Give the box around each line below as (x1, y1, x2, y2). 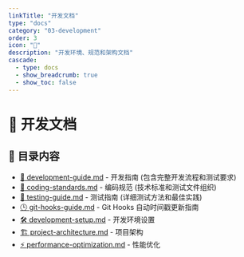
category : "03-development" (8, 26, 102, 34)
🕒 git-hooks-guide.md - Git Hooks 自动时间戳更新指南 (19, 202, 199, 212)
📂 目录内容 (8, 149, 60, 164)
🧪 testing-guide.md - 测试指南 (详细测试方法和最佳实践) (19, 192, 203, 202)
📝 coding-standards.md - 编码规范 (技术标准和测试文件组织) (19, 182, 217, 192)
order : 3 (8, 34, 37, 42)
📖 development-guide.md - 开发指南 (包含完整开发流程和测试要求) (19, 172, 237, 182)
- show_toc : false (15, 78, 77, 86)
